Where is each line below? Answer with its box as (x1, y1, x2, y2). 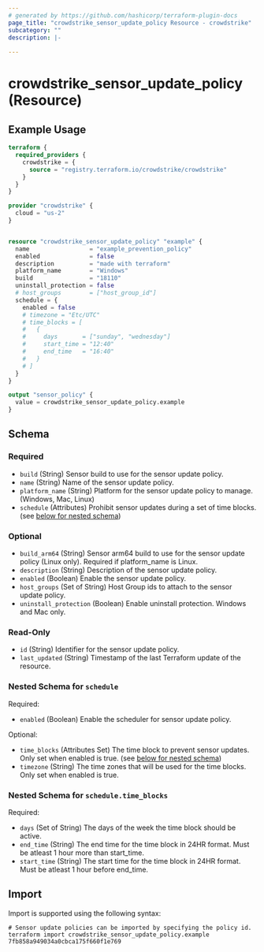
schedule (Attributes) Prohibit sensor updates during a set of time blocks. (19, 502, 257, 512)
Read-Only (8, 627, 51, 638)
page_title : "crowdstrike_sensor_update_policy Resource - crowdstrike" (8, 19, 252, 27)
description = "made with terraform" (15, 259, 171, 268)
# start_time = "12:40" (22, 340, 114, 348)
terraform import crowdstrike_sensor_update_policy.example (8, 931, 210, 939)
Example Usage (8, 123, 87, 136)
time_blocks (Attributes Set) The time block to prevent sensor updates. (19, 745, 250, 754)
